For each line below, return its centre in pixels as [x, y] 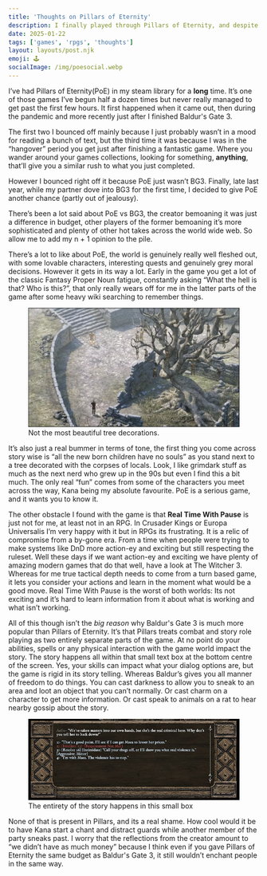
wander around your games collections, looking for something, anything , [128, 157]
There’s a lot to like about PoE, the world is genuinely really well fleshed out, [133, 254]
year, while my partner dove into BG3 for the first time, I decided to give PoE [133, 189]
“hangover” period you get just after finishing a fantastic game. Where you [130, 148]
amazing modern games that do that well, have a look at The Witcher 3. [126, 565]
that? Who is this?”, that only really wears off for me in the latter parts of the [132, 288]
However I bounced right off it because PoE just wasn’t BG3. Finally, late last [133, 181]
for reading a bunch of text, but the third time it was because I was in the [128, 140]
